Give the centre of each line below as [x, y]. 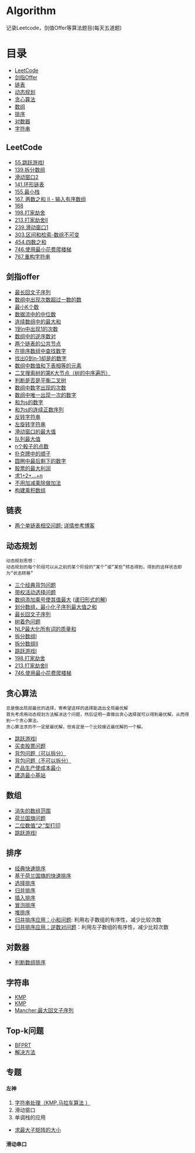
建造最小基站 [30, 775]
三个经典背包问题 [35, 585]
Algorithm [31, 11]
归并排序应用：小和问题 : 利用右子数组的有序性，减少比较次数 [88, 919]
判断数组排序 [30, 962]
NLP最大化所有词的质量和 [45, 629]
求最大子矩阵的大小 [38, 1130]
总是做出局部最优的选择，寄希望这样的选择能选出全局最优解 [67, 708]
